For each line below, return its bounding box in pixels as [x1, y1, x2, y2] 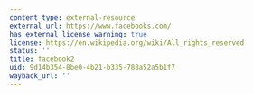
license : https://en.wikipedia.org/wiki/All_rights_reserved [9, 38, 245, 47]
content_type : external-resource [9, 13, 136, 22]
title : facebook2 [9, 55, 75, 64]
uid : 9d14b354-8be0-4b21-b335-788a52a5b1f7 [9, 64, 176, 73]
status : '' [9, 47, 51, 56]
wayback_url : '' [9, 72, 70, 81]
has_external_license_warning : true [9, 30, 147, 38]
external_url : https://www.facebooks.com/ [9, 21, 172, 30]
